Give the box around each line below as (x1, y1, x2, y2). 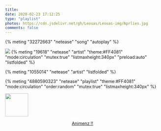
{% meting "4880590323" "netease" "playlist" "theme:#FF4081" (5, 79, 136, 84)
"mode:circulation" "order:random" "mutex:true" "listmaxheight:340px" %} (5, 84, 157, 90)
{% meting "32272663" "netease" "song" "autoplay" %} (5, 39, 119, 45)
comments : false (5, 26, 38, 30)
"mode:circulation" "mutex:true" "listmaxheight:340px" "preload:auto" (5, 54, 147, 60)
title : (5, 7, 19, 12)
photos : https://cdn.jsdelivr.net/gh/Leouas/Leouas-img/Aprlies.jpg (5, 21, 148, 26)
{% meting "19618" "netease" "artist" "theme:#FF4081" (11, 49, 123, 55)
